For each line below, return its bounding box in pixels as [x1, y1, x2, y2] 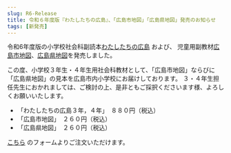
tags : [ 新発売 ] [7, 23, 48, 30]
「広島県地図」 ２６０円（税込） [17, 123, 112, 132]
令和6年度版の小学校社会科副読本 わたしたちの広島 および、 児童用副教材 [7, 43, 214, 51]
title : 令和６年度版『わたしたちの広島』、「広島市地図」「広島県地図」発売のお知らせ [7, 17, 216, 23]
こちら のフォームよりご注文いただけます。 [7, 139, 129, 147]
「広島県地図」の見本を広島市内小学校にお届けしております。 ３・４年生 [7, 74, 214, 83]
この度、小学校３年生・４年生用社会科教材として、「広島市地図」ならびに [7, 66, 215, 74]
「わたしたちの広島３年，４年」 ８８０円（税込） [17, 106, 160, 114]
